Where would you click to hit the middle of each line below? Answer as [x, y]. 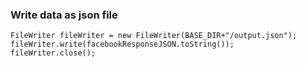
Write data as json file [64, 15]
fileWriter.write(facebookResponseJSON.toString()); [122, 44]
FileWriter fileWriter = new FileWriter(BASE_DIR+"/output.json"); [154, 36]
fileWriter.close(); [53, 53]
